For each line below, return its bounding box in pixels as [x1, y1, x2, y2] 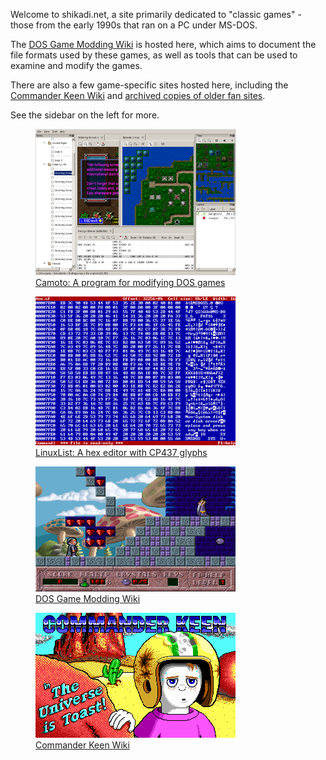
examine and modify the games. [10, 60, 143, 71]
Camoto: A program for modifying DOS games [35, 277, 226, 288]
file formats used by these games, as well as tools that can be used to [10, 49, 298, 61]
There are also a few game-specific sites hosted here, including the [10, 79, 289, 91]
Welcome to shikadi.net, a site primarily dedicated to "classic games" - [10, 9, 302, 20]
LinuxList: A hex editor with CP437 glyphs [35, 447, 208, 458]
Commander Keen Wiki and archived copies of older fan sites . [10, 90, 266, 101]
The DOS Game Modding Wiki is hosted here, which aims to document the [10, 39, 317, 50]
